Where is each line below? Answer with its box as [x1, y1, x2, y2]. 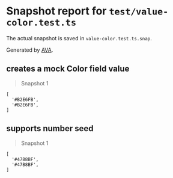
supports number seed [6, 123, 94, 133]
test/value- [109, 6, 169, 17]
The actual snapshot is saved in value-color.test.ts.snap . [6, 34, 152, 41]
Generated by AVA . [6, 46, 53, 54]
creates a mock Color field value [6, 64, 130, 74]
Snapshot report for [6, 4, 107, 18]
